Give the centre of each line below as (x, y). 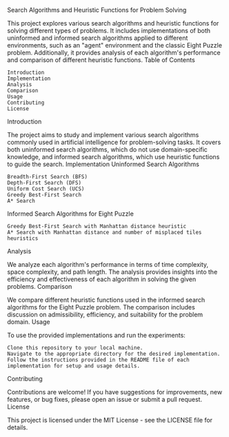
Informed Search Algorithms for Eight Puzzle (71, 214)
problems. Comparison (40, 286)
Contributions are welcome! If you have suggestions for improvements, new (115, 392)
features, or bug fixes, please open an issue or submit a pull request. (104, 399)
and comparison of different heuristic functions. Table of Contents (101, 60)
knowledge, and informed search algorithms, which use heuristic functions (113, 157)
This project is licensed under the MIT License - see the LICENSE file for (110, 420)
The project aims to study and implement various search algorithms (103, 135)
